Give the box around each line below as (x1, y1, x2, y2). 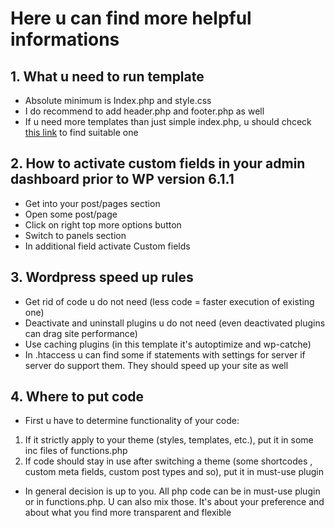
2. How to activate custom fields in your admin (10, 155, 306, 172)
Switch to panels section (24, 229, 127, 241)
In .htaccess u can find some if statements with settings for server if (24, 348, 306, 361)
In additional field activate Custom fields (24, 240, 191, 252)
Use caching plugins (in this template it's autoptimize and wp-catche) (24, 338, 312, 350)
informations (10, 28, 120, 51)
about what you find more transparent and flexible (24, 507, 232, 519)
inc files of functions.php (24, 445, 128, 457)
